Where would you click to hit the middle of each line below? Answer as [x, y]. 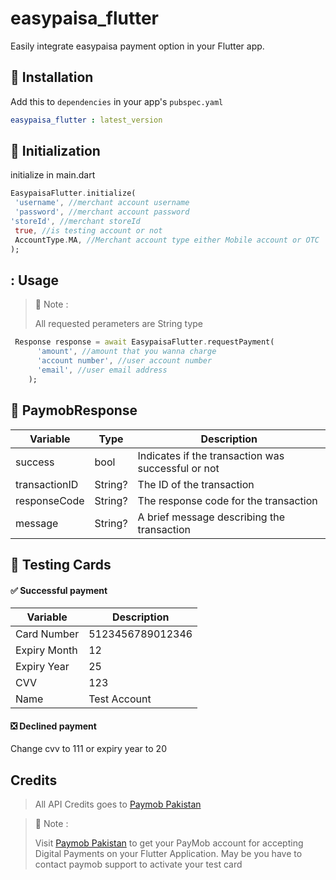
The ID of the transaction [196, 484]
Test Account [120, 699]
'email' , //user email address [102, 370]
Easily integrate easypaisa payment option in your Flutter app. [137, 46]
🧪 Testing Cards [61, 564]
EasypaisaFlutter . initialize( [73, 193]
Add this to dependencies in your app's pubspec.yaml [117, 101]
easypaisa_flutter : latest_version [86, 120]
